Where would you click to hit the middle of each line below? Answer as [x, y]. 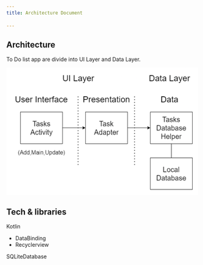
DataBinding [30, 238]
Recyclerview [32, 245]
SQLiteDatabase [27, 256]
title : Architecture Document [45, 13]
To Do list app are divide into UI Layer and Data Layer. [74, 59]
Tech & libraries [36, 212]
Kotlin [13, 227]
